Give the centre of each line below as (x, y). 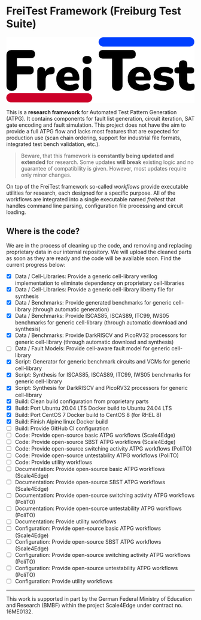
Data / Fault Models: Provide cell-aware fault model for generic (92, 348)
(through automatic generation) (71, 309)
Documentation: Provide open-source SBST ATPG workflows (90, 482)
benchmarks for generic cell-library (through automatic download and (101, 323)
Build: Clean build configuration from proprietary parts (82, 401)
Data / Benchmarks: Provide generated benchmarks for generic (93, 303)
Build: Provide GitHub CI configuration (62, 428)
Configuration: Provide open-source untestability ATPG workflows (96, 568)
